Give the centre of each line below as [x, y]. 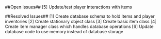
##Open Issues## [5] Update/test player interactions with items [69, 7]
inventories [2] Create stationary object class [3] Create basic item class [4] [81, 21]
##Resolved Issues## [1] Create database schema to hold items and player [80, 16]
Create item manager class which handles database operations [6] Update [79, 26]
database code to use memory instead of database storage [64, 32]
